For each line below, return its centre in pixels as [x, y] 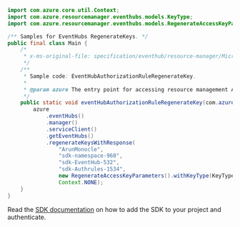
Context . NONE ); [81, 182]
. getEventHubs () [70, 136]
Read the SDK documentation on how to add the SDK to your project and [114, 209]
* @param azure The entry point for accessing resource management [126, 89]
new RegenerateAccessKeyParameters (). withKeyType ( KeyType [146, 176]
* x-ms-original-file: [57, 56]
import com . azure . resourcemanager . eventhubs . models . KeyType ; [100, 17]
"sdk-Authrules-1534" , [92, 169]
